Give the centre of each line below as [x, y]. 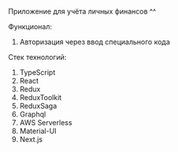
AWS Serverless [46, 122]
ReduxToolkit [41, 97]
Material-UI [38, 131]
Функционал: [30, 26]
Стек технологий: [37, 57]
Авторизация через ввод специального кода [95, 42]
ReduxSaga [38, 106]
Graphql [33, 114]
